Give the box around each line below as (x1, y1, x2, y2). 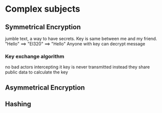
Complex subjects (5, 3, 80, 15)
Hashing (5, 100, 31, 108)
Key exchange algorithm (5, 53, 65, 59)
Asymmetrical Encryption (5, 83, 85, 92)
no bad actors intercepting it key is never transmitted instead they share (5, 64, 150, 70)
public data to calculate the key (5, 69, 69, 75)
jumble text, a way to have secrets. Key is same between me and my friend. (5, 36, 158, 41)
